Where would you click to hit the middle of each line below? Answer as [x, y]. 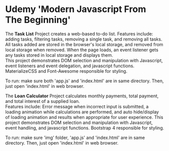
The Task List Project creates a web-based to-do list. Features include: [79, 34]
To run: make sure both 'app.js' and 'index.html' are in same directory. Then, [84, 81]
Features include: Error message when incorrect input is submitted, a [77, 106]
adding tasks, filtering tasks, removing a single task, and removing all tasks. [84, 39]
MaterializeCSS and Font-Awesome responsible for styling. [66, 71]
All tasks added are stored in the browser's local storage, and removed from [84, 44]
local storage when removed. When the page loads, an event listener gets [82, 50]
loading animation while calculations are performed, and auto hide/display [82, 112]
